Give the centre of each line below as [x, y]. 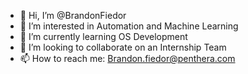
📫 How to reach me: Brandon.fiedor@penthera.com [127, 58]
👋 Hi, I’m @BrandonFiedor [73, 15]
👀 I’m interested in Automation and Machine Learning [129, 26]
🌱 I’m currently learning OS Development [103, 36]
